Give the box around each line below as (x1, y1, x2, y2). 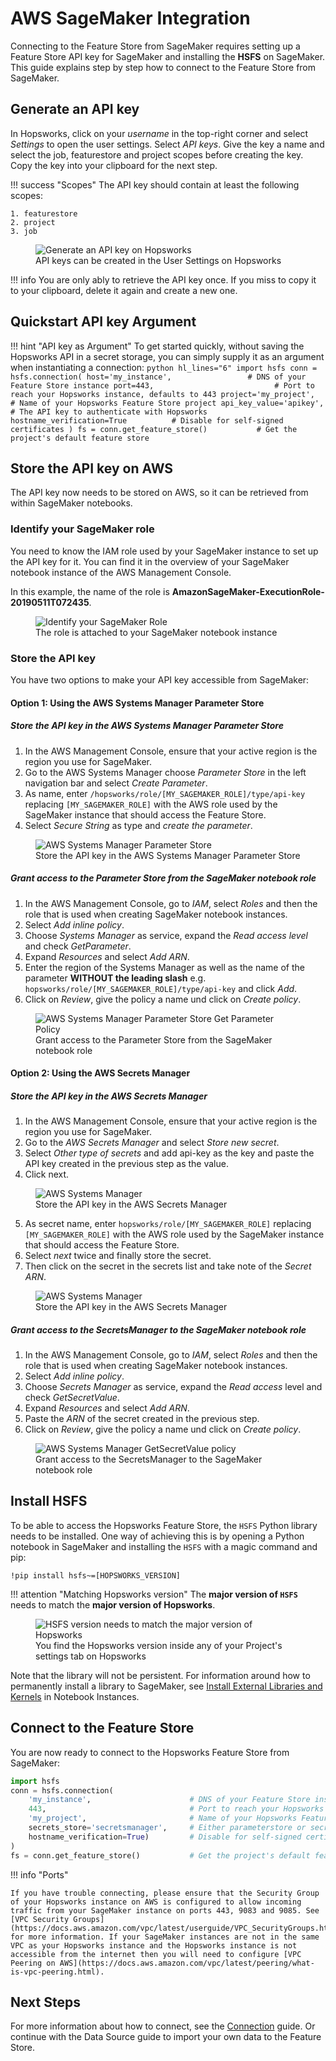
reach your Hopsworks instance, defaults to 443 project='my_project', (10, 389, 315, 399)
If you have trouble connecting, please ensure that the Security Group (10, 1888, 320, 1898)
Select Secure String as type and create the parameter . (24, 819, 253, 831)
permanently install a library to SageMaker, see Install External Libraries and (10, 1680, 323, 1692)
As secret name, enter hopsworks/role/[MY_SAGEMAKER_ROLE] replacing (24, 1218, 312, 1230)
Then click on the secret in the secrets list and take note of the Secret (24, 1260, 312, 1272)
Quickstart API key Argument (10, 313, 197, 331)
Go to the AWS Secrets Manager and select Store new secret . (24, 1137, 280, 1149)
